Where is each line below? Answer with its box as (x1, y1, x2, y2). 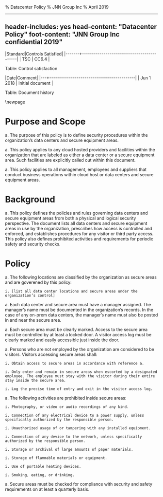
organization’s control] (5, 293, 55, 298)
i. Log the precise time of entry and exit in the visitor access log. (5, 387, 153, 391)
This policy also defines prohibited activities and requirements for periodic (5, 236, 154, 241)
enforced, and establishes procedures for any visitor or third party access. (5, 231, 154, 237)
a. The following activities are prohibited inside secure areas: (5, 395, 127, 401)
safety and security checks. (5, 241, 61, 247)
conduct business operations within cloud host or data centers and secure (5, 171, 154, 177)
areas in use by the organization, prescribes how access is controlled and (5, 225, 152, 231)
